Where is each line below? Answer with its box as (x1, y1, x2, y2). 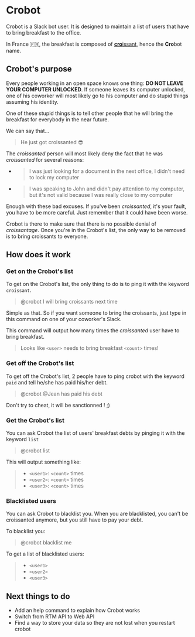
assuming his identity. (6, 98, 59, 105)
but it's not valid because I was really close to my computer (29, 191, 173, 198)
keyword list (6, 436, 39, 443)
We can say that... (6, 127, 50, 134)
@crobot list (20, 447, 50, 454)
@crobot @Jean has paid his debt (20, 390, 102, 397)
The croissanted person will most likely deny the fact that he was (6, 150, 163, 157)
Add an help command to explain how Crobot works (14, 607, 141, 614)
